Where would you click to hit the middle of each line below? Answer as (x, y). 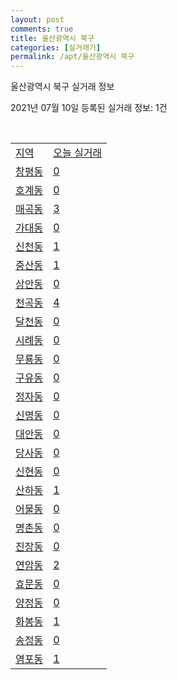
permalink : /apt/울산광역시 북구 (72, 57)
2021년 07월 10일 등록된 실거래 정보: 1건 (89, 108)
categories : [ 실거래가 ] (56, 47)
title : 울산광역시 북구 (52, 38)
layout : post (37, 19)
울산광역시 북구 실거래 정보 (62, 87)
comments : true (42, 29)
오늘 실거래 (78, 153)
